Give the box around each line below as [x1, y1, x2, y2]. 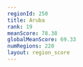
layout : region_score [7, 50, 70, 57]
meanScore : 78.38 [7, 29, 58, 37]
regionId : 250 [7, 10, 49, 17]
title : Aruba [7, 17, 45, 24]
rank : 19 [7, 23, 33, 30]
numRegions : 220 [7, 43, 54, 50]
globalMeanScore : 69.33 [7, 36, 77, 43]
